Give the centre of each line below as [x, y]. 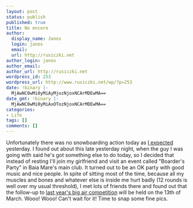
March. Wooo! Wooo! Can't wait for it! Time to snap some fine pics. [87, 199]
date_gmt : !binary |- [33, 98]
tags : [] [17, 121]
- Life [14, 115]
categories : [21, 110]
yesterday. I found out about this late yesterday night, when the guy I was [95, 149]
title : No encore [27, 28]
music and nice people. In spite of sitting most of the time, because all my [95, 174]
